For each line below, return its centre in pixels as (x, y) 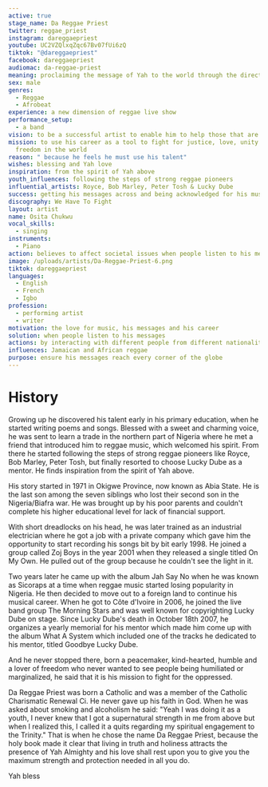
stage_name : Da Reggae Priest (59, 23)
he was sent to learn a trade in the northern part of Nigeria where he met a (131, 436)
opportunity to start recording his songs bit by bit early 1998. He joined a (128, 544)
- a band (30, 127)
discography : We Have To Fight (60, 202)
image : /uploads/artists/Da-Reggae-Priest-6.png (91, 261)
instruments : (30, 239)
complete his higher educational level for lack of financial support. (117, 511)
